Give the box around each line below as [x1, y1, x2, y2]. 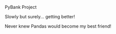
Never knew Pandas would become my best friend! [5, 23, 112, 29]
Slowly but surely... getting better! [5, 14, 75, 19]
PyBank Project [5, 4, 37, 10]
